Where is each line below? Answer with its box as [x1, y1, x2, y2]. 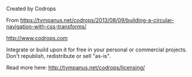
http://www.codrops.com [6, 35, 68, 41]
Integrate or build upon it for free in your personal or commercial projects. [6, 46, 187, 53]
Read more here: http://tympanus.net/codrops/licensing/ [6, 64, 145, 71]
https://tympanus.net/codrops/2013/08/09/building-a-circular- [20, 17, 175, 23]
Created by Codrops [6, 5, 57, 12]
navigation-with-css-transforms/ [6, 23, 86, 30]
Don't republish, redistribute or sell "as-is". [6, 53, 112, 59]
